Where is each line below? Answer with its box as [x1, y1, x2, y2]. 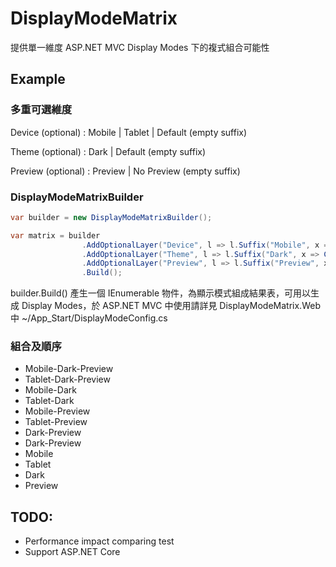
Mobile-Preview [24, 405, 91, 417]
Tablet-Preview [24, 416, 88, 428]
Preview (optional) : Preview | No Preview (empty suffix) [10, 165, 241, 177]
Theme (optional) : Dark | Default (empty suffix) [10, 145, 207, 157]
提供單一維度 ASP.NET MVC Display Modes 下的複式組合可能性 [10, 41, 270, 53]
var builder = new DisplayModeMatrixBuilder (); [10, 212, 213, 222]
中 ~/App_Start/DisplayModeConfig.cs [10, 312, 168, 324]
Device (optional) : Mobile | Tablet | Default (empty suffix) [10, 126, 248, 138]
